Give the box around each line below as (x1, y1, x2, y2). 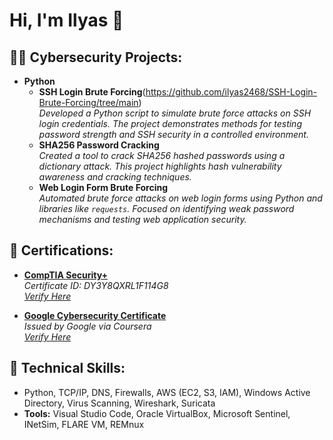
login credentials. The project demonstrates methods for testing (38, 118, 302, 129)
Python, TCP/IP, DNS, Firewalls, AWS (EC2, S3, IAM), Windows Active (23, 386, 311, 398)
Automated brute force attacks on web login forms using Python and (38, 192, 323, 204)
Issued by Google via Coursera (23, 320, 152, 332)
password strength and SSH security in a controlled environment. (38, 129, 309, 140)
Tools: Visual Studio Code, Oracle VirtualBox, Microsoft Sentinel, (23, 407, 291, 419)
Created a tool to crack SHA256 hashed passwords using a (38, 150, 286, 161)
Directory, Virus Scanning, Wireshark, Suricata (23, 397, 216, 409)
